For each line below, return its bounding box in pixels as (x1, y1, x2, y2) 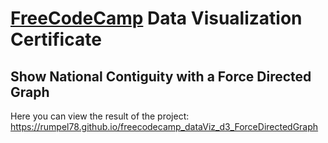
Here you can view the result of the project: (10, 110, 190, 122)
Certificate (10, 28, 102, 51)
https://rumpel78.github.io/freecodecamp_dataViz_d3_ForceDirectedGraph (10, 121, 319, 132)
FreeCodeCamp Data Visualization (10, 7, 303, 30)
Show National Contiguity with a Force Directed (10, 68, 312, 85)
